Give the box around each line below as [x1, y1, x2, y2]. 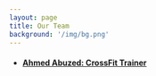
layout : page [9, 13, 58, 22]
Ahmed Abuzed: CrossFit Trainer [21, 57, 147, 68]
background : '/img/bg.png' [9, 30, 110, 38]
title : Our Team [9, 21, 70, 30]
